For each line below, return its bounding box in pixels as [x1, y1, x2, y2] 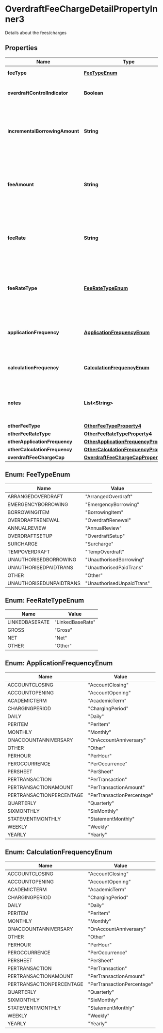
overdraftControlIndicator [7, 89, 68, 96]
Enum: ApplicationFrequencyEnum [5, 659, 113, 667]
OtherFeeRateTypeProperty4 [83, 430, 152, 437]
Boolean [83, 89, 103, 96]
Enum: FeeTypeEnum [5, 471, 70, 479]
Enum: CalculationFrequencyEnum [5, 848, 113, 856]
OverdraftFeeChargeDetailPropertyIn [5, 3, 158, 15]
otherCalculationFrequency [7, 446, 73, 453]
